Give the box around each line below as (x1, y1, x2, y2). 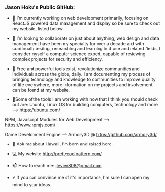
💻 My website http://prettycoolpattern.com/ (12, 151, 102, 157)
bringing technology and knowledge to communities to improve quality (12, 76, 156, 83)
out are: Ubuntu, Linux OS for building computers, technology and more (12, 102, 158, 108)
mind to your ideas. (12, 182, 52, 188)
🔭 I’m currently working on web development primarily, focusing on (12, 15, 149, 21)
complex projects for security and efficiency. (12, 56, 103, 62)
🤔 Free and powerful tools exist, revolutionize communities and (12, 66, 140, 72)
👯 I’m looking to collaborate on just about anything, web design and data (12, 35, 159, 41)
